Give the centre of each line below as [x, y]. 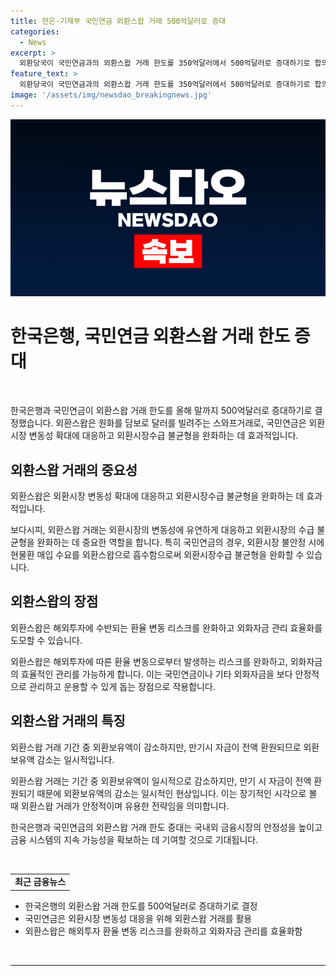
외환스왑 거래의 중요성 [74, 470]
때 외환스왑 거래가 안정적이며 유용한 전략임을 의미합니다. [120, 806]
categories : [35, 31]
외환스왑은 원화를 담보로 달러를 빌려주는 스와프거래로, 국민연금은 [181, 423]
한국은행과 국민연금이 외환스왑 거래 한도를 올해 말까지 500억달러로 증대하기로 [161, 411]
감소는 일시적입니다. [75, 759]
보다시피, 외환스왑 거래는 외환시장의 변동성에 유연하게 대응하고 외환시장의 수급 [162, 529]
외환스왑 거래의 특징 [68, 721]
